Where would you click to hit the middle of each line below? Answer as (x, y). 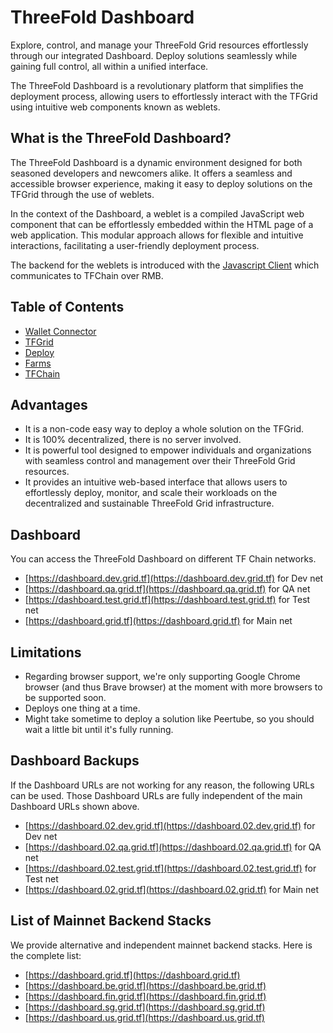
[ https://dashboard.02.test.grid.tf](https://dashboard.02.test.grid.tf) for (170, 868)
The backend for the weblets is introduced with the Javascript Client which (165, 265)
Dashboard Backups (75, 761)
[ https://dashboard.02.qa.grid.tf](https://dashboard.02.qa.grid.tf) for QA (173, 847)
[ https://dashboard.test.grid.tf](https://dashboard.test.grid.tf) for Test (167, 600)
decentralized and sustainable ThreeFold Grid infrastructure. (149, 503)
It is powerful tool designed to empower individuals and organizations (168, 450)
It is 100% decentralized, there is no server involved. (133, 440)
